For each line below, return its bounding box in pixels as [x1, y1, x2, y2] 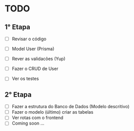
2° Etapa [4, 90, 32, 99]
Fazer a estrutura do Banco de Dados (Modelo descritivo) [11, 104, 130, 110]
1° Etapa [4, 23, 31, 31]
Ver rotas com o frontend [11, 115, 64, 121]
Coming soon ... [11, 120, 45, 127]
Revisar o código [11, 36, 47, 42]
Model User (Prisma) [11, 46, 55, 52]
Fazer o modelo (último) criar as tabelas [11, 109, 94, 115]
